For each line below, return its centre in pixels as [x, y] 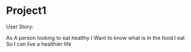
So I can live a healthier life [39, 44]
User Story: [20, 27]
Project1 [26, 11]
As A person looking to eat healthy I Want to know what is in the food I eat [95, 38]
